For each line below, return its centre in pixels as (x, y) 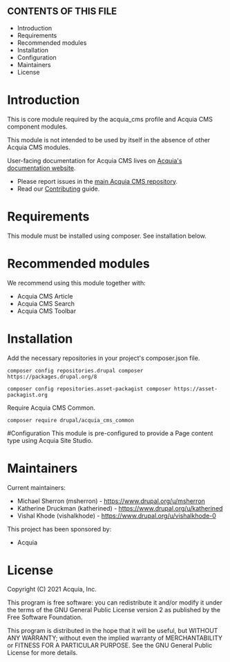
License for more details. (42, 653)
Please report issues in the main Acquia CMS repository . (97, 181)
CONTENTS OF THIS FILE (62, 11)
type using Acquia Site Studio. (50, 440)
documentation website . (41, 168)
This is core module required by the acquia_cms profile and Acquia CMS (110, 119)
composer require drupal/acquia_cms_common (71, 420)
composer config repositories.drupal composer (75, 370)
